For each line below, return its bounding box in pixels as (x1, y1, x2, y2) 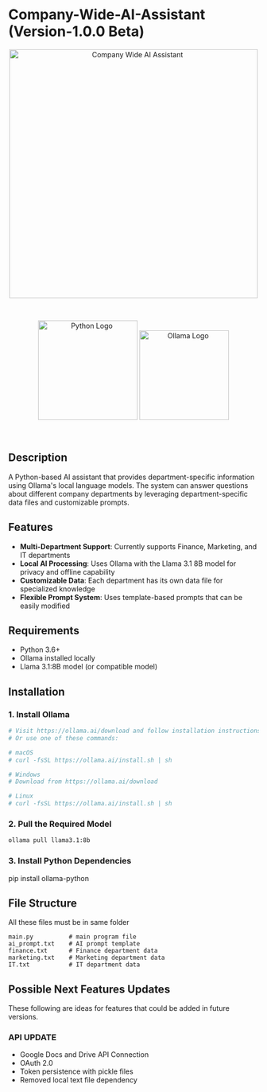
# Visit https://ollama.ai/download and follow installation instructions (8, 727, 261, 735)
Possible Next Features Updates (8, 982, 171, 996)
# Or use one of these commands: (8, 734, 119, 742)
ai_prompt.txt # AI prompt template (8, 940, 141, 948)
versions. (8, 1012, 38, 1022)
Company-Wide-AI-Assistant (8, 6, 206, 24)
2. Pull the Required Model (8, 818, 112, 829)
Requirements (8, 623, 79, 638)
